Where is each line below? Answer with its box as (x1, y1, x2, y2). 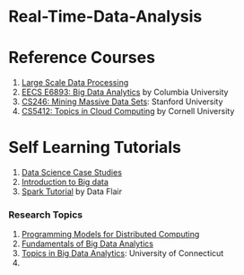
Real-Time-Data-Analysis (8, 6, 203, 27)
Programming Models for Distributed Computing (21, 229, 200, 240)
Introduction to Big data (21, 177, 109, 188)
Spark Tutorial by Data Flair (21, 186, 123, 197)
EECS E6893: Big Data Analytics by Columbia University (21, 87, 229, 98)
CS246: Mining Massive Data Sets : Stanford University (21, 96, 223, 107)
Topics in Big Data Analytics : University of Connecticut (21, 248, 224, 259)
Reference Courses (8, 48, 156, 68)
